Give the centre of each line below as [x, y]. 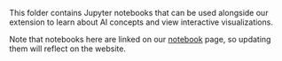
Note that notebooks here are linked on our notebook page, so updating [140, 39]
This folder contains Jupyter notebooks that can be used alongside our [139, 13]
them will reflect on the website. [68, 49]
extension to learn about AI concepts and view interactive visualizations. [141, 22]
